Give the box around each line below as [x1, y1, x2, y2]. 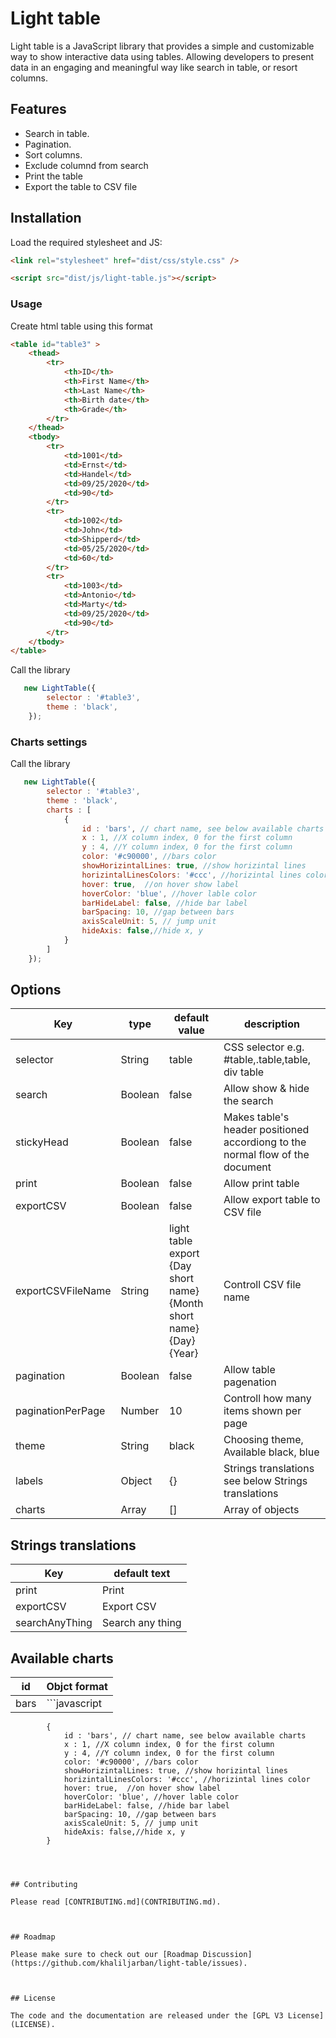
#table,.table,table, [223, 1053, 312, 1067]
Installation [10, 210, 82, 227]
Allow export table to [223, 1193, 321, 1207]
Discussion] [202, 1950, 253, 1960]
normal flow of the [223, 1148, 310, 1162]
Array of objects [223, 1503, 300, 1517]
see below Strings [223, 1474, 308, 1488]
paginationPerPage [15, 1404, 106, 1418]
